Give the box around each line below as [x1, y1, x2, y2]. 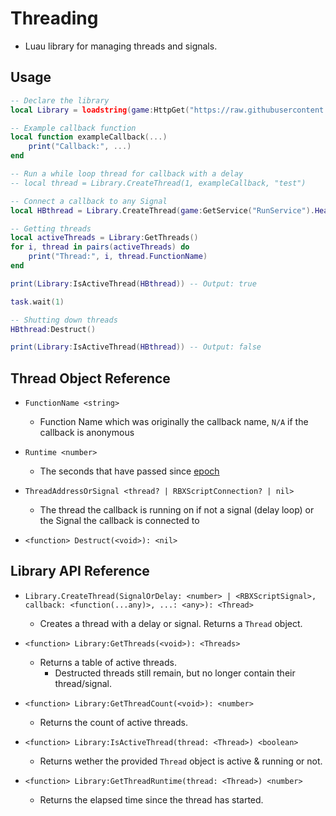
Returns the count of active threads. [39, 716, 189, 728]
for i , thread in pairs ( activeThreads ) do [10, 242, 190, 252]
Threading [10, 7, 99, 30]
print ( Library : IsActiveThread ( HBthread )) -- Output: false [10, 342, 262, 352]
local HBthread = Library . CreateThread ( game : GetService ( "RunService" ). [10, 205, 315, 216]
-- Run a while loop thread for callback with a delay [10, 169, 244, 179]
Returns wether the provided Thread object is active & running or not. [39, 755, 323, 767]
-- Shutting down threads [10, 315, 118, 325]
